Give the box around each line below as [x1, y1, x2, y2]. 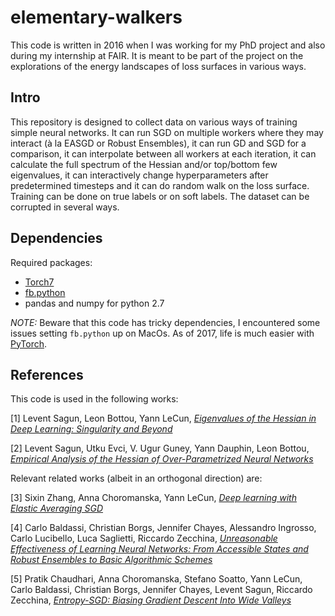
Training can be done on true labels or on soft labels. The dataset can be [10, 190, 310, 202]
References [10, 366, 84, 383]
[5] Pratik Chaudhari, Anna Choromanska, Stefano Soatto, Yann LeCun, [10, 573, 303, 585]
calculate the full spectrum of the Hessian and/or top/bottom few [10, 158, 278, 170]
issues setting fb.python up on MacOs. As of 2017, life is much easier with [10, 327, 315, 339]
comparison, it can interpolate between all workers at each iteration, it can [10, 147, 317, 160]
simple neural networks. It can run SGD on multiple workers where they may [10, 126, 324, 138]
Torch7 [24, 276, 55, 288]
